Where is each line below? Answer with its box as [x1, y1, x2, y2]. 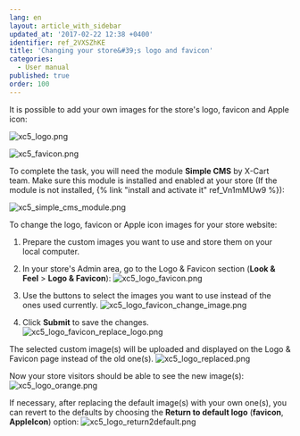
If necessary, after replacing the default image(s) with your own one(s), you [9, 397, 287, 407]
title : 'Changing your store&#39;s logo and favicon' [9, 46, 214, 55]
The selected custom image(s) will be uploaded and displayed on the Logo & [9, 343, 291, 354]
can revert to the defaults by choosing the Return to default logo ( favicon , [9, 407, 284, 417]
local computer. [21, 246, 80, 256]
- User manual [17, 63, 70, 72]
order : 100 [9, 80, 50, 88]
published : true [9, 71, 70, 80]
